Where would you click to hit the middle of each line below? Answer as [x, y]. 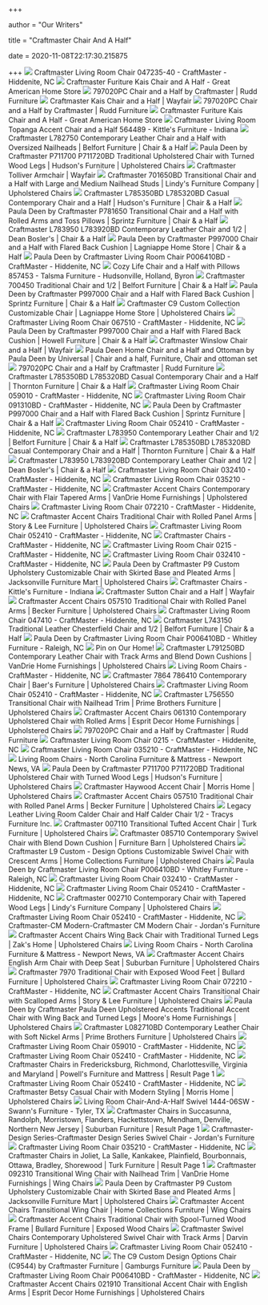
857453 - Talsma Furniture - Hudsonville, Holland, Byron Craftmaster [127, 276]
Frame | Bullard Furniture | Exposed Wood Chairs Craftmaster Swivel [126, 1229]
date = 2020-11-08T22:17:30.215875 [68, 56]
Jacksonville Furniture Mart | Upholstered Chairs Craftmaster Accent [126, 1201]
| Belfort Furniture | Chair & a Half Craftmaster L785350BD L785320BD [130, 442]
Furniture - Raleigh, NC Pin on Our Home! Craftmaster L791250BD [127, 648]
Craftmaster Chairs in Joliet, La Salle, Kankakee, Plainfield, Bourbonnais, [128, 1155]
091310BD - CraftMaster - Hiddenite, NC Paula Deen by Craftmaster [125, 405]
